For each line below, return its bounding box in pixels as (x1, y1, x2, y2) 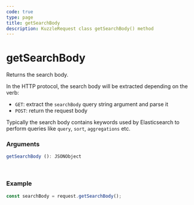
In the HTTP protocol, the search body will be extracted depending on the (6, 83, 189, 90)
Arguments (6, 140, 40, 149)
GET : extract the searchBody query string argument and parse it (14, 101, 169, 108)
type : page (6, 14, 34, 20)
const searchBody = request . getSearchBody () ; (6, 193, 122, 199)
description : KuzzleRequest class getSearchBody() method (6, 25, 154, 32)
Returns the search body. (6, 71, 69, 79)
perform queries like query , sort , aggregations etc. (6, 125, 131, 132)
